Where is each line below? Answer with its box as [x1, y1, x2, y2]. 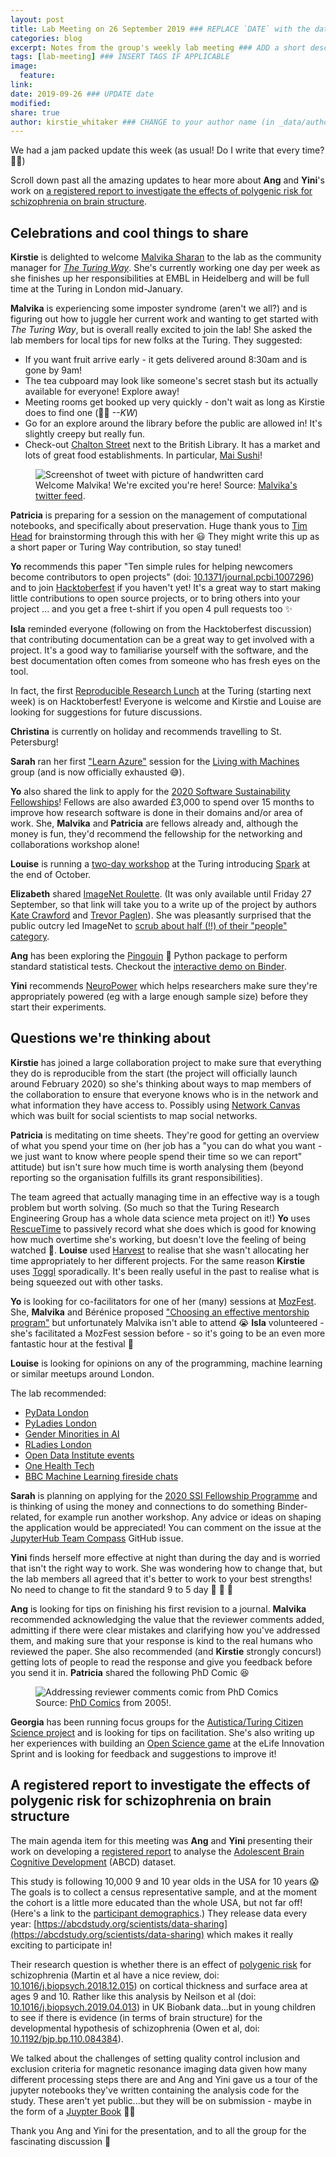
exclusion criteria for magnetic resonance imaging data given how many [10, 2062, 308, 2075]
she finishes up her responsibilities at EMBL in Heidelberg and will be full [10, 272, 310, 285]
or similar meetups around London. [10, 1367, 155, 1380]
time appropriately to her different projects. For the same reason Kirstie [10, 1254, 306, 1266]
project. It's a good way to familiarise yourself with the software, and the [10, 644, 309, 656]
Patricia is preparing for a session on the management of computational [10, 509, 308, 521]
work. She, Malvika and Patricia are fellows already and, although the [10, 817, 299, 830]
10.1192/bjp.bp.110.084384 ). [10, 2032, 124, 2045]
